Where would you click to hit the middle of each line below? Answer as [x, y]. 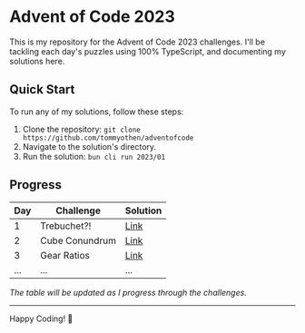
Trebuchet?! [66, 226]
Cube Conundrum [78, 240]
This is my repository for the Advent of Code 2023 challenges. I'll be [138, 42]
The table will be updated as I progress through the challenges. [128, 292]
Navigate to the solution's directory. [89, 146]
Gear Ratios [65, 255]
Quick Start [42, 89]
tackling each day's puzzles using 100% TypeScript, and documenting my [148, 51]
